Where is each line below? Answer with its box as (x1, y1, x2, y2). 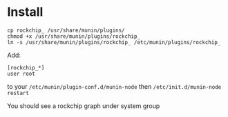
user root (7, 70, 36, 77)
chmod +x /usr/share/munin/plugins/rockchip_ (7, 32, 140, 40)
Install (7, 4, 44, 20)
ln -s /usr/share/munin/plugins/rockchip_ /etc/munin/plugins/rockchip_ (7, 39, 221, 45)
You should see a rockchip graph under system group (7, 101, 160, 110)
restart (7, 89, 30, 96)
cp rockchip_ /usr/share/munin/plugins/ (7, 27, 126, 34)
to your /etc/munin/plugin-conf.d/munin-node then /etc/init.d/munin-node (7, 82, 222, 90)
